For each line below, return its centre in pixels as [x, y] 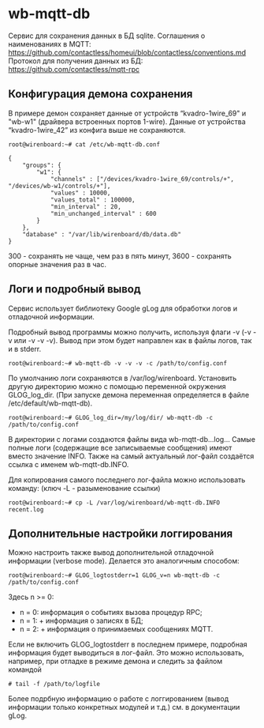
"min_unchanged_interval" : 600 [103, 213]
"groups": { [42, 165]
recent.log [26, 509]
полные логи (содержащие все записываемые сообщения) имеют [120, 447]
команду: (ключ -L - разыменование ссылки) [84, 488]
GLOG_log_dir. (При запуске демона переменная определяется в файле [129, 394]
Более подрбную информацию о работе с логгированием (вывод [119, 699]
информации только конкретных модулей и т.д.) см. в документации [124, 707]
